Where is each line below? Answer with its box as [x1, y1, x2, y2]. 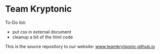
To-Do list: [5, 19, 26, 25]
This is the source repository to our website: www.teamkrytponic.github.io [5, 43, 156, 49]
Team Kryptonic [5, 3, 72, 15]
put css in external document [12, 29, 72, 35]
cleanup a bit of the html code [12, 34, 73, 40]
